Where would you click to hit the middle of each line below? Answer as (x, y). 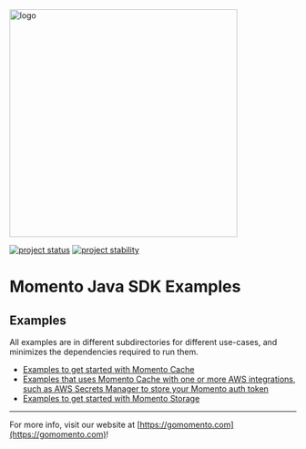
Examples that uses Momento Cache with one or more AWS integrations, (159, 379)
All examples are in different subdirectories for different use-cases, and (143, 342)
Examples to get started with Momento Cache (108, 369)
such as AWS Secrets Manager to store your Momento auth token (145, 389)
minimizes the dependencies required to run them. (104, 352)
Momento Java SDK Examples (125, 287)
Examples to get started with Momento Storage (111, 398)
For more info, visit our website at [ (75, 424)
